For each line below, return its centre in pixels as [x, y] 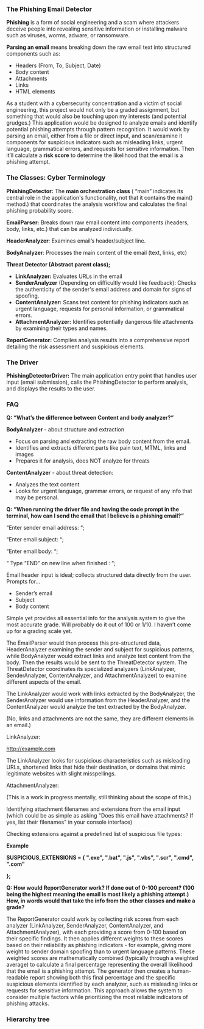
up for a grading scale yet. [39, 631]
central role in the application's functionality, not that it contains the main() [100, 197]
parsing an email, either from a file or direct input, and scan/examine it [94, 136]
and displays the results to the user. [51, 388]
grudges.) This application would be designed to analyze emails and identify [102, 123]
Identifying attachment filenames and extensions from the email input [93, 809]
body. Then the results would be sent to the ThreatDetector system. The [97, 662]
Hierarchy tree [28, 1019]
